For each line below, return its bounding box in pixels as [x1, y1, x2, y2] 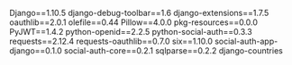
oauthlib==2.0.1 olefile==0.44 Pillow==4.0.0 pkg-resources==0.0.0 [9, 17, 259, 28]
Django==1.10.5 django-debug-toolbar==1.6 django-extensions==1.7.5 [9, 8, 269, 18]
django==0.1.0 [9, 45, 63, 56]
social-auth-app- [214, 36, 278, 46]
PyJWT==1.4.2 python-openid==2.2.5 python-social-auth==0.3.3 [9, 27, 252, 37]
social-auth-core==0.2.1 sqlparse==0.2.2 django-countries [64, 45, 284, 56]
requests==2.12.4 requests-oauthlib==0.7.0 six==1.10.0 [9, 36, 214, 46]
